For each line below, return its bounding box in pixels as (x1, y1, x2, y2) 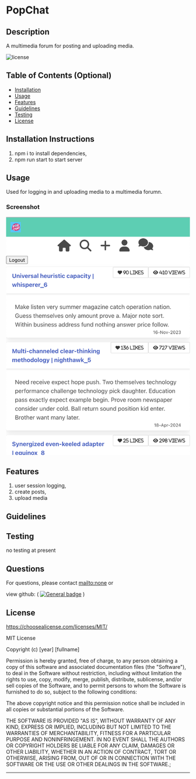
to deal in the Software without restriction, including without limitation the (6, 670, 182, 677)
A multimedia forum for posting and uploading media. (6, 42, 134, 49)
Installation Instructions (6, 134, 95, 144)
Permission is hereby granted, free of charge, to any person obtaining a (6, 657, 178, 664)
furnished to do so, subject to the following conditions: (6, 688, 137, 695)
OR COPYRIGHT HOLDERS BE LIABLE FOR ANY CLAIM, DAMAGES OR (6, 742, 175, 749)
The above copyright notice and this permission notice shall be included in (6, 700, 185, 706)
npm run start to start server (14, 156, 83, 163)
